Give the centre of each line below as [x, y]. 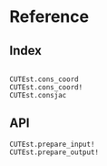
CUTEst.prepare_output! [54, 152]
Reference [49, 17]
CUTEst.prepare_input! [52, 144]
